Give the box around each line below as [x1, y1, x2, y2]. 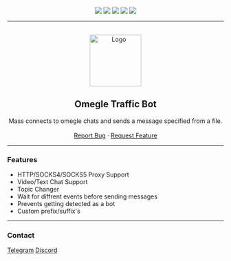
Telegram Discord [7, 246, 58, 254]
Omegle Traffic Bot [74, 98, 157, 110]
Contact [7, 231, 35, 240]
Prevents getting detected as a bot [16, 200, 115, 208]
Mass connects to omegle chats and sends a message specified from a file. [8, 117, 223, 125]
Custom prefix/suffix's [16, 207, 80, 216]
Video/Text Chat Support [16, 178, 88, 186]
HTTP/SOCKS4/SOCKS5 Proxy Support [16, 170, 129, 179]
